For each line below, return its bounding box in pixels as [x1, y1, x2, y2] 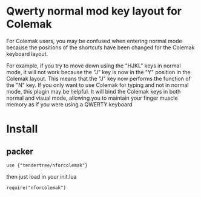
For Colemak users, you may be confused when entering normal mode [6, 37, 183, 44]
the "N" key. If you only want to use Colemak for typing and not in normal [6, 81, 189, 89]
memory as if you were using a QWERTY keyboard [6, 100, 133, 108]
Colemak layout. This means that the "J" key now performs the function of [6, 75, 191, 82]
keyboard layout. [6, 50, 48, 57]
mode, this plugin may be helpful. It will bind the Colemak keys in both [6, 88, 181, 95]
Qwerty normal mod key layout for [6, 4, 182, 18]
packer [6, 146, 33, 156]
